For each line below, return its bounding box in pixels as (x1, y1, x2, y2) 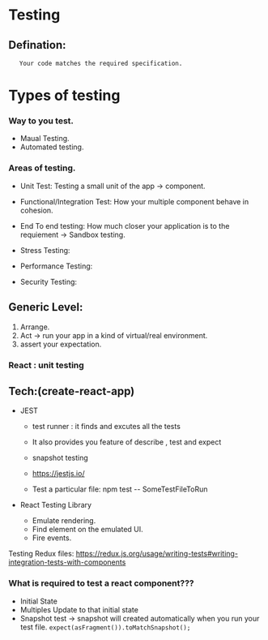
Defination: (8, 38, 66, 52)
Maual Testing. (19, 134, 70, 144)
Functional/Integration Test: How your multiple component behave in (19, 196, 249, 206)
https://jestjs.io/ (32, 469, 85, 479)
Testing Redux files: (8, 549, 74, 559)
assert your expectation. (19, 339, 102, 349)
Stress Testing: (19, 245, 70, 255)
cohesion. (19, 205, 54, 215)
